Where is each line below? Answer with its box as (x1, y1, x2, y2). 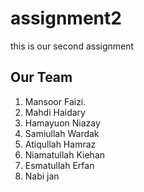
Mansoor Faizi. (24, 95, 87, 107)
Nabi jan (24, 170, 60, 182)
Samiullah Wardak (24, 127, 100, 139)
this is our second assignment (10, 40, 135, 52)
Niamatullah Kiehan (24, 148, 106, 161)
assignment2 (10, 7, 122, 30)
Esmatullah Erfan (24, 159, 95, 171)
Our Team (10, 69, 73, 86)
